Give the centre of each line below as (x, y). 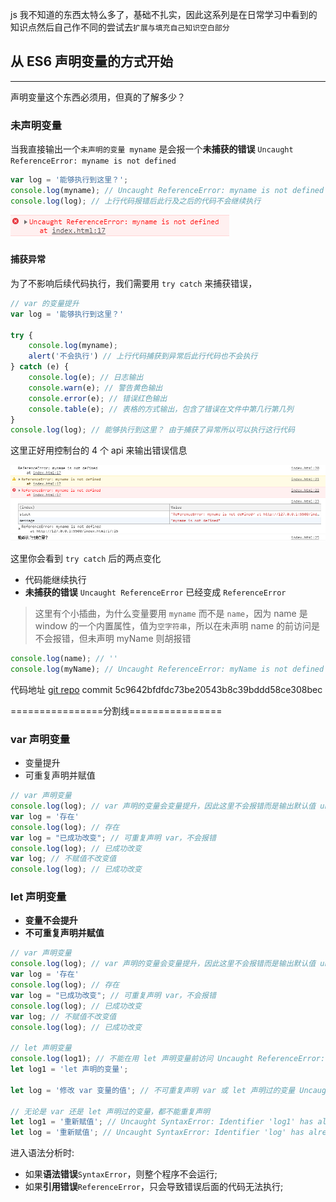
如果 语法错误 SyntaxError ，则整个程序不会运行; (121, 1174)
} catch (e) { (40, 367)
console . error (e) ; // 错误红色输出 (98, 398)
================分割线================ (116, 710)
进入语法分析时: (42, 1153)
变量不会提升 (51, 920)
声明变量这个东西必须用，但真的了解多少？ (98, 97)
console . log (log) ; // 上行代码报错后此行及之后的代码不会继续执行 (136, 201)
